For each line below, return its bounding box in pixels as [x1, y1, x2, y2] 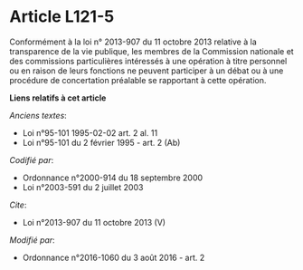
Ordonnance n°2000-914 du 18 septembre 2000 [22, 172, 204, 183]
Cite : [9, 199, 27, 210]
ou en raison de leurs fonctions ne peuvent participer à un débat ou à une [9, 65, 284, 76]
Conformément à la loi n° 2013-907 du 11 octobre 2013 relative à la [9, 36, 258, 47]
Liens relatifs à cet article [9, 92, 107, 103]
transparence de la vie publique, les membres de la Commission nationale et [9, 45, 294, 56]
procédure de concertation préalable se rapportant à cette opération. [9, 74, 267, 85]
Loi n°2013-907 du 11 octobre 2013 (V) [22, 217, 166, 227]
